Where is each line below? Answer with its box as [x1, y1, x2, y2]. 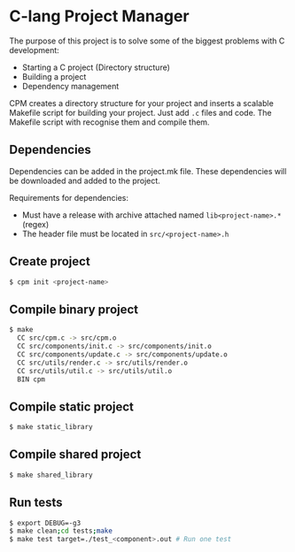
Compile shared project [9, 447, 142, 462]
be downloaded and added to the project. [9, 175, 161, 186]
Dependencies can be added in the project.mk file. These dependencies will [9, 165, 287, 176]
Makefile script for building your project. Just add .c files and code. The [9, 107, 272, 118]
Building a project [21, 71, 87, 81]
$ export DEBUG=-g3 [9, 518, 82, 527]
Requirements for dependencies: [9, 192, 128, 203]
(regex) [21, 218, 50, 229]
